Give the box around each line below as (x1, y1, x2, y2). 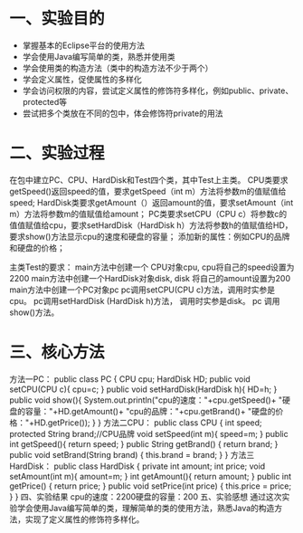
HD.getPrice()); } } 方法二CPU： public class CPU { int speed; (33, 417, 262, 428)
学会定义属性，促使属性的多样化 (22, 73, 142, 84)
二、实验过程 (9, 143, 106, 164)
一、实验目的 (9, 8, 106, 29)
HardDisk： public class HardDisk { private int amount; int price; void (9, 461, 266, 471)
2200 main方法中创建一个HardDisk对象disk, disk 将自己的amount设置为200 (9, 272, 291, 283)
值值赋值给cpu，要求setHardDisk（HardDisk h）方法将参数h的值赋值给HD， (9, 219, 293, 231)
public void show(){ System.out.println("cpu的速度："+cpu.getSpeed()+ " (9, 395, 283, 405)
